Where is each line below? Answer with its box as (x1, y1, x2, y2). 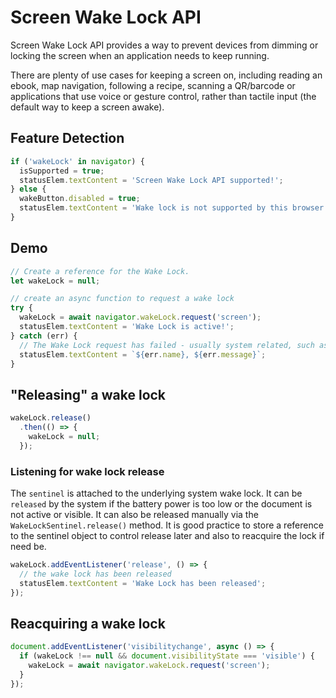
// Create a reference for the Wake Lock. (10, 266, 190, 276)
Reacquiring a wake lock (10, 615, 166, 632)
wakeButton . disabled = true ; (19, 194, 141, 204)
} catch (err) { (10, 331, 78, 341)
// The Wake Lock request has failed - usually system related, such (19, 340, 315, 350)
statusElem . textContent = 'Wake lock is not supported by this (19, 203, 288, 213)
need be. (10, 541, 47, 553)
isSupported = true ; (19, 166, 105, 176)
